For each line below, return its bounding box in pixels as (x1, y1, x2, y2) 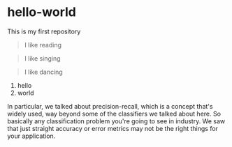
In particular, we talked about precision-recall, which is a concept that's (7, 102, 213, 110)
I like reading (24, 40, 61, 49)
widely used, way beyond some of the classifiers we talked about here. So (7, 109, 222, 118)
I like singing (24, 54, 61, 63)
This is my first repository (7, 27, 81, 36)
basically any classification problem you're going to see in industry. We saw (7, 116, 226, 125)
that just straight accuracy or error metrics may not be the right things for (7, 124, 219, 132)
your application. (7, 132, 56, 140)
